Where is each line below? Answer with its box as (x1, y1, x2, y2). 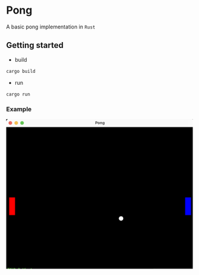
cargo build (6, 68, 36, 74)
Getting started (6, 40, 64, 50)
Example (6, 105, 32, 113)
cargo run (6, 91, 31, 97)
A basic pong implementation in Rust (6, 23, 96, 30)
